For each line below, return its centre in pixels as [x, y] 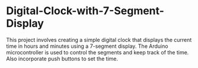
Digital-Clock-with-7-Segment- [85, 11]
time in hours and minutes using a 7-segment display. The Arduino [87, 46]
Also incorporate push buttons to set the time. [62, 59]
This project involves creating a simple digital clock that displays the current [99, 40]
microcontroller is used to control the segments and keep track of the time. [98, 52]
